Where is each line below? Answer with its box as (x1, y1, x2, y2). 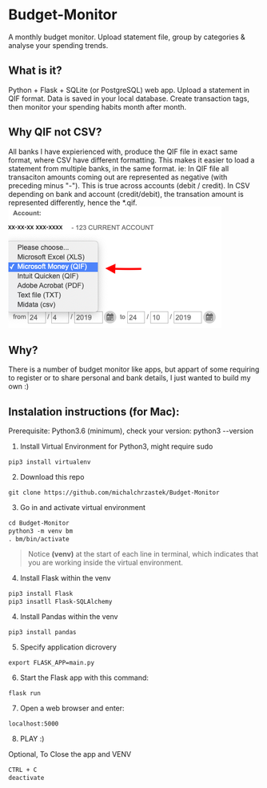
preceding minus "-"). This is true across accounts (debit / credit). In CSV (8, 180, 250, 190)
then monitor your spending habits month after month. (8, 102, 187, 111)
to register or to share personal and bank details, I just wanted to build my (8, 373, 251, 383)
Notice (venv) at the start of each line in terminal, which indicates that (27, 549, 258, 559)
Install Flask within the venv (19, 573, 111, 583)
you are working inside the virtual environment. (27, 558, 184, 568)
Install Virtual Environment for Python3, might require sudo (19, 442, 213, 452)
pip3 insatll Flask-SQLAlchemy (8, 598, 113, 606)
